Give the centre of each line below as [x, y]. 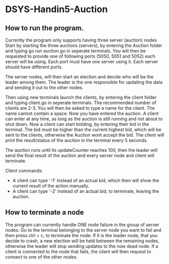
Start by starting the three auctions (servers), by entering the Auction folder [84, 46]
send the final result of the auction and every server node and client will [80, 156]
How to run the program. [45, 28]
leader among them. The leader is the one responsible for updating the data [84, 82]
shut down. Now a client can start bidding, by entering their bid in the [77, 124]
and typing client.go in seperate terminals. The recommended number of [81, 103]
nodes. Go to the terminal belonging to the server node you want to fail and [83, 230]
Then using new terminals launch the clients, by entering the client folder [81, 97]
